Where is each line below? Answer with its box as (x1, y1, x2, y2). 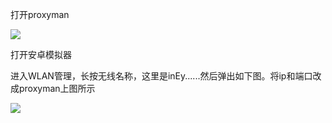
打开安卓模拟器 (10, 49, 72, 60)
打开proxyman (10, 9, 70, 20)
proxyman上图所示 (18, 83, 96, 94)
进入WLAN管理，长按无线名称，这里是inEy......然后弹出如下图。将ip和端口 (10, 70, 313, 82)
